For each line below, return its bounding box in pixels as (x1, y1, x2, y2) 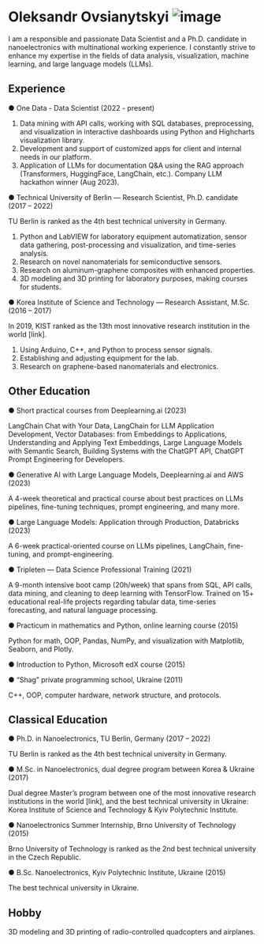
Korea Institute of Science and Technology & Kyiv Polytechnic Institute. (8, 805, 239, 814)
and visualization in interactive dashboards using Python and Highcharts (19, 126, 255, 136)
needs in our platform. (19, 152, 92, 161)
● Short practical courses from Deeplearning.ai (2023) (8, 406, 187, 415)
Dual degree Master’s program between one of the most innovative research (8, 788, 256, 798)
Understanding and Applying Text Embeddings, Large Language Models (8, 437, 243, 447)
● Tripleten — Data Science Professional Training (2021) (8, 565, 192, 574)
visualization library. (19, 135, 85, 145)
